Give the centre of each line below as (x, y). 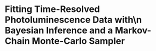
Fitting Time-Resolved (53, 9)
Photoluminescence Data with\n (73, 20)
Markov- (133, 30)
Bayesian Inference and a (59, 30)
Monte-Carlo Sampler (79, 41)
